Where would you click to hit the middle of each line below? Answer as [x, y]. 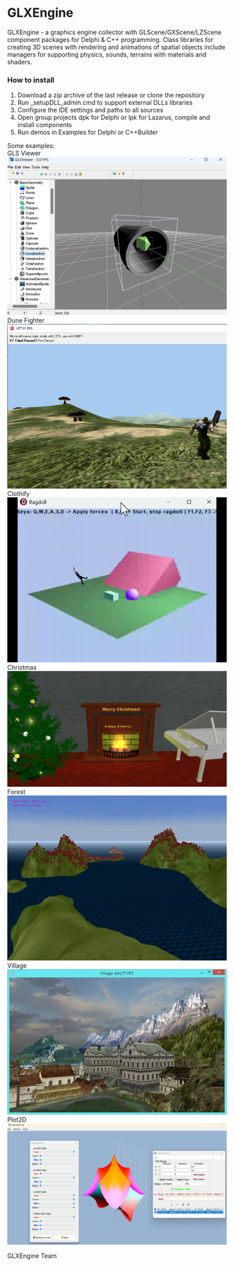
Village [17, 966]
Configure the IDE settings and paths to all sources [90, 110]
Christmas [22, 667]
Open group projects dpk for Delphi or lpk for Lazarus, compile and [114, 117]
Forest [16, 792]
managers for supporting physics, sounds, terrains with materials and [107, 54]
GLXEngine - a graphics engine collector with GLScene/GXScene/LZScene [114, 32]
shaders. [20, 61]
